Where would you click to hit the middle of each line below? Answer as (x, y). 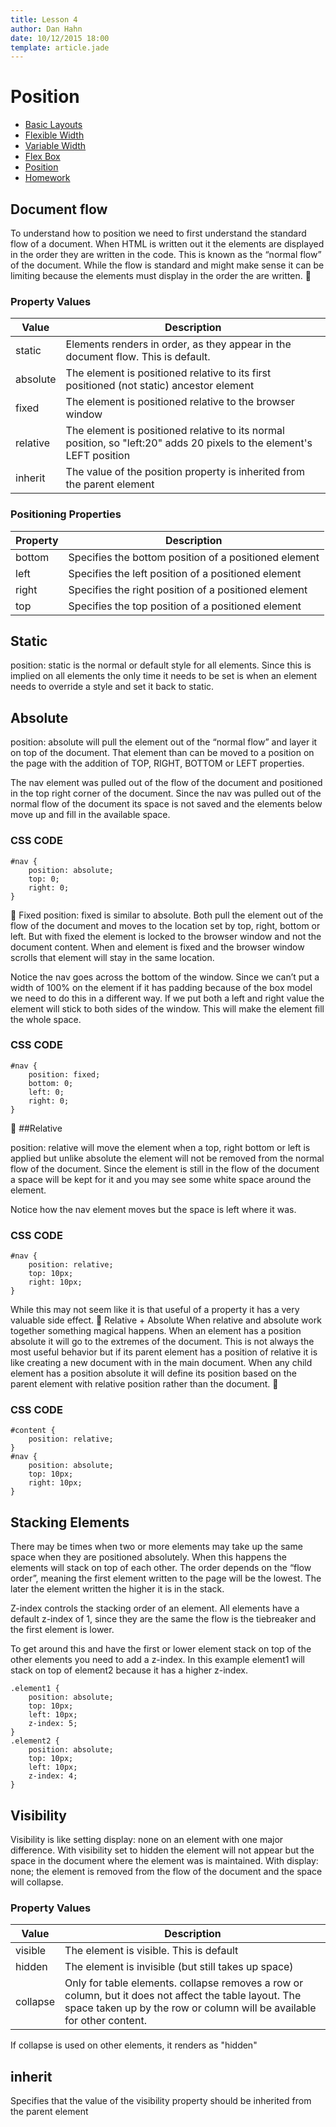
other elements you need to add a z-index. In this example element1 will (157, 1660)
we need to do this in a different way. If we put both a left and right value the (167, 998)
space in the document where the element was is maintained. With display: (164, 1861)
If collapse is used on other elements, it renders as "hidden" (134, 2045)
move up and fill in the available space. (90, 815)
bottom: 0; (51, 1083)
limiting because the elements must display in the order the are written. (156, 275)
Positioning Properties (66, 514)
